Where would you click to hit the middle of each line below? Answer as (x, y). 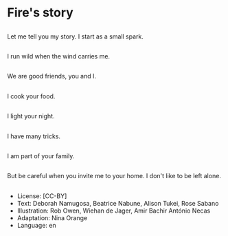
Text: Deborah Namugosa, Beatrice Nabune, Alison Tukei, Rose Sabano (118, 203)
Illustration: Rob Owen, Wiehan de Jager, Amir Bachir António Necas (114, 211)
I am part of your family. (41, 155)
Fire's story (40, 13)
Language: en (36, 225)
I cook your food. (31, 96)
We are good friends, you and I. (52, 76)
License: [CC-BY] (42, 196)
